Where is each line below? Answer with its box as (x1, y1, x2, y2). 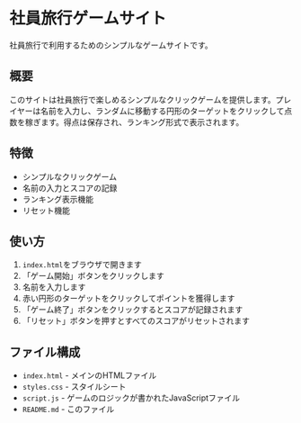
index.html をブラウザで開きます (22, 259, 142, 270)
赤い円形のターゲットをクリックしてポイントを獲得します (22, 293, 235, 304)
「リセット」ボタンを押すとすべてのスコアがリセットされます (22, 316, 250, 327)
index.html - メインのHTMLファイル (22, 370, 157, 381)
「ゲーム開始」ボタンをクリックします (22, 271, 164, 282)
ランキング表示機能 (22, 193, 94, 204)
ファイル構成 (9, 344, 81, 360)
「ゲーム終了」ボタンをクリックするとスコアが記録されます (22, 304, 243, 315)
